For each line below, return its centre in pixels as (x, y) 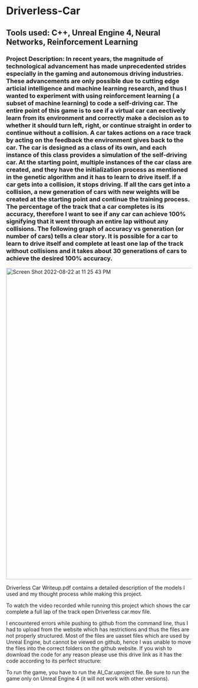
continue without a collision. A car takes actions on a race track (99, 132)
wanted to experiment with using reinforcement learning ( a (93, 96)
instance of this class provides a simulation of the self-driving (97, 155)
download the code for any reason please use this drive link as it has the (94, 654)
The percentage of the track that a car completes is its (85, 206)
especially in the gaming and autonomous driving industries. (95, 73)
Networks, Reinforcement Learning (72, 42)
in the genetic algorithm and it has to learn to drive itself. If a (94, 177)
